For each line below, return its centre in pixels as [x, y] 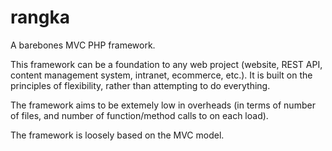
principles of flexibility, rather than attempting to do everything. [140, 85]
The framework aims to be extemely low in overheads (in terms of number [163, 105]
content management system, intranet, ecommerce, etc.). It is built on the [161, 75]
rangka [40, 17]
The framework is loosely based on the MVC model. [117, 135]
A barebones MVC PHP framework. [83, 45]
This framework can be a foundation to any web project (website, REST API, [166, 64]
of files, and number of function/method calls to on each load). [139, 115]
